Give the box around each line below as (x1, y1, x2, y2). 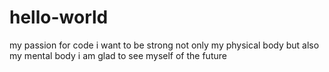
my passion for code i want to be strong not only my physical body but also (9, 39, 320, 51)
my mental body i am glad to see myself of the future (9, 49, 227, 61)
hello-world (9, 6, 109, 29)
